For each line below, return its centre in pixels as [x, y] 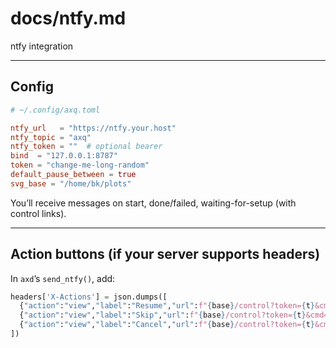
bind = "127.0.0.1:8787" [64, 156]
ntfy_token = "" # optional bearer [86, 147]
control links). [38, 213]
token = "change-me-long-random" [80, 165]
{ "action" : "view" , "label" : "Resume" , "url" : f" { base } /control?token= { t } [167, 306]
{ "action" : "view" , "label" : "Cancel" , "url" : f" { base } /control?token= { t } [167, 325]
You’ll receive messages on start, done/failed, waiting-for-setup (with [153, 203]
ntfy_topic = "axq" [51, 137]
